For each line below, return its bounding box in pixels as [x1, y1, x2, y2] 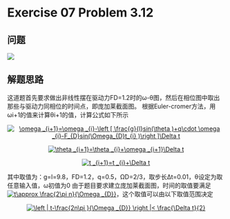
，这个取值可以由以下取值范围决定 [116, 189, 213, 198]
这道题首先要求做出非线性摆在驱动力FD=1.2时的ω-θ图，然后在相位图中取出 [7, 93, 220, 101]
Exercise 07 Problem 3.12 [7, 5, 154, 21]
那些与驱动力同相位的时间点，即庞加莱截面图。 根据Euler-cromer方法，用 [7, 102, 216, 110]
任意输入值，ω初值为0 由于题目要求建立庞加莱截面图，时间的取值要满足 [7, 181, 212, 189]
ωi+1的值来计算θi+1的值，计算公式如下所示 [7, 110, 129, 118]
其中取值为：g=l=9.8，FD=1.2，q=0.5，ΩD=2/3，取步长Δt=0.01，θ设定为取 [7, 172, 223, 180]
